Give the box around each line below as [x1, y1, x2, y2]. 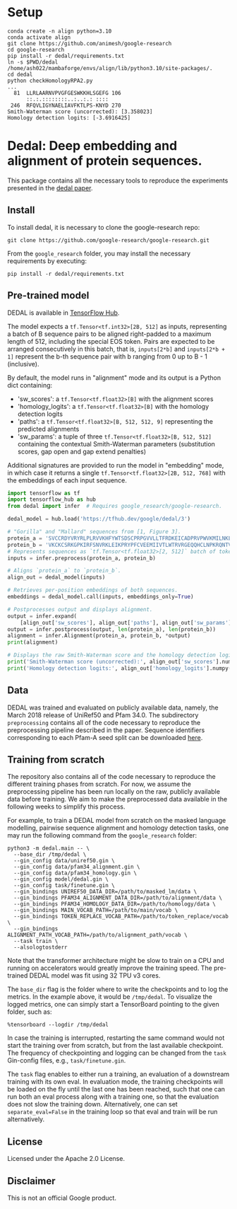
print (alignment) [7, 639, 59, 646]
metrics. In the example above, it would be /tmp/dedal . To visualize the [7, 993, 213, 1001]
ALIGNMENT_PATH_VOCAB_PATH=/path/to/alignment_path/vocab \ [7, 932, 188, 939]
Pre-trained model [7, 289, 90, 301]
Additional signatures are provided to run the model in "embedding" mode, [7, 461, 224, 469]
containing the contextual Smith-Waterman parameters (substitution [17, 439, 215, 448]
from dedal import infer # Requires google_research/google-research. [7, 503, 222, 510]
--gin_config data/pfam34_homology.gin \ [13, 869, 138, 877]
